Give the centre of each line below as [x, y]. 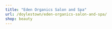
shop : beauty [19, 19]
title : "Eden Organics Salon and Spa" [46, 10]
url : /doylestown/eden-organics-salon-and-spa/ [56, 14]
